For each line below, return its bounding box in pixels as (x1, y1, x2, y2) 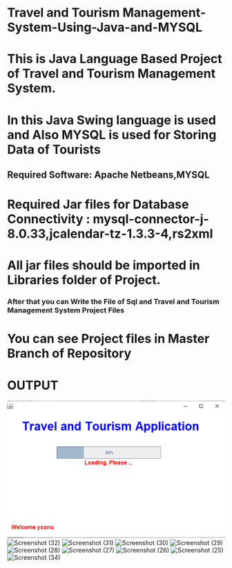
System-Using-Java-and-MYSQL (7, 19, 202, 35)
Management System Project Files (7, 305, 125, 315)
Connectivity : (7, 211, 90, 227)
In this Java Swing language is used (7, 112, 216, 128)
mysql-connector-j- (93, 211, 209, 227)
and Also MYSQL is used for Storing (7, 126, 217, 142)
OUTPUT (7, 377, 59, 393)
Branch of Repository (7, 345, 132, 361)
